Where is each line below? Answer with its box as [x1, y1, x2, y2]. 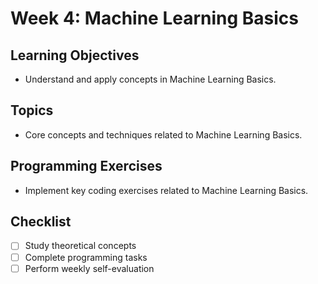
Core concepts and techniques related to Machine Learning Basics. [24, 128, 303, 141]
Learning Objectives [10, 47, 140, 64]
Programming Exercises [10, 158, 163, 175]
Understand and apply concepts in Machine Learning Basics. [24, 73, 277, 85]
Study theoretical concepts [24, 240, 137, 252]
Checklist [10, 213, 72, 231]
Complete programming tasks [24, 251, 148, 263]
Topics [10, 102, 54, 119]
